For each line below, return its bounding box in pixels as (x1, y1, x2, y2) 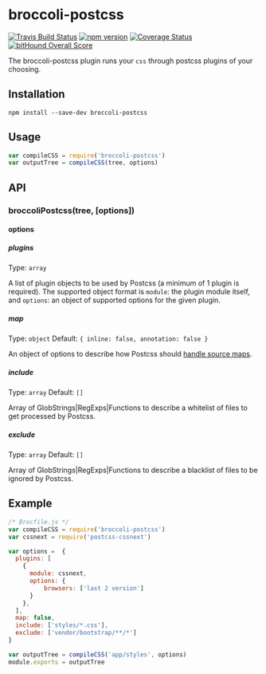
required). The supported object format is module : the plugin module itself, (8, 287, 251, 297)
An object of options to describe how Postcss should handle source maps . (8, 349, 252, 359)
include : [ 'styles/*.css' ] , (15, 621, 109, 629)
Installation (8, 88, 65, 101)
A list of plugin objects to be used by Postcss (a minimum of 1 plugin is (8, 278, 240, 288)
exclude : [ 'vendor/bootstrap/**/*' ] (15, 629, 137, 637)
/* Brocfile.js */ (8, 518, 69, 526)
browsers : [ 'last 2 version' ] (43, 584, 145, 592)
